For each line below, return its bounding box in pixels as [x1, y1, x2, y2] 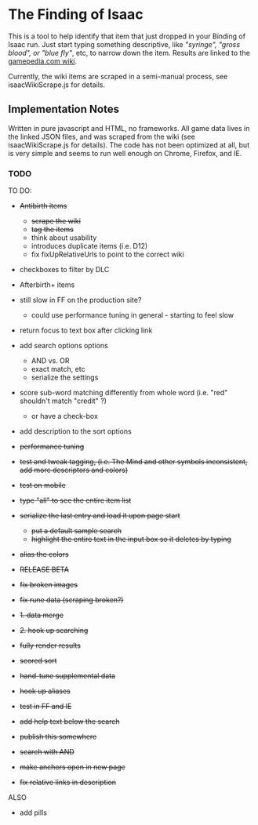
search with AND [19, 747, 74, 757]
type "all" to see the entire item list [19, 496, 132, 505]
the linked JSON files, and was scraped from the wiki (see [8, 132, 196, 141]
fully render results [19, 641, 81, 650]
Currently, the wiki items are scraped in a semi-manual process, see [8, 71, 228, 81]
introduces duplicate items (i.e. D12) [31, 242, 148, 251]
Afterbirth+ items [19, 280, 75, 289]
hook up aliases [19, 686, 71, 696]
